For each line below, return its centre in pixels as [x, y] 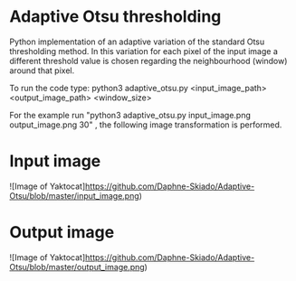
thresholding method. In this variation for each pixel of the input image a [144, 51]
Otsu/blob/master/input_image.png [75, 195]
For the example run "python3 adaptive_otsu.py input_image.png [130, 115]
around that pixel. [42, 70]
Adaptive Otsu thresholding [115, 17]
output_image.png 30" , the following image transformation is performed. [146, 125]
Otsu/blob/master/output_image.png [77, 267]
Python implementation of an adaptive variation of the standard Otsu [137, 42]
